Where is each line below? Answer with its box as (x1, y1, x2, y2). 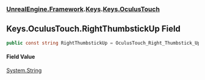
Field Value (6, 53, 35, 60)
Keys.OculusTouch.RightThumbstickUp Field (6, 24, 181, 34)
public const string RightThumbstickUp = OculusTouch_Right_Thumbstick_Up (6, 40, 201, 46)
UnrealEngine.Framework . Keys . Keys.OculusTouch (6, 5, 160, 13)
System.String (6, 67, 42, 74)
